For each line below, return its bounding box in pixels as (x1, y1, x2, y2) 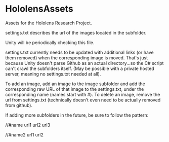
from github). (5, 102, 33, 108)
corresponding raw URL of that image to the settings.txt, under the (5, 86, 144, 92)
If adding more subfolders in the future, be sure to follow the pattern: (5, 112, 149, 118)
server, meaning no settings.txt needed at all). (5, 70, 101, 77)
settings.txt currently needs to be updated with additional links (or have (5, 49, 154, 55)
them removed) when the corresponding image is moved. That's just (5, 54, 148, 61)
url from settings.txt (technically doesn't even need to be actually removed (5, 97, 161, 103)
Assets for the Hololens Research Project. (5, 20, 92, 26)
